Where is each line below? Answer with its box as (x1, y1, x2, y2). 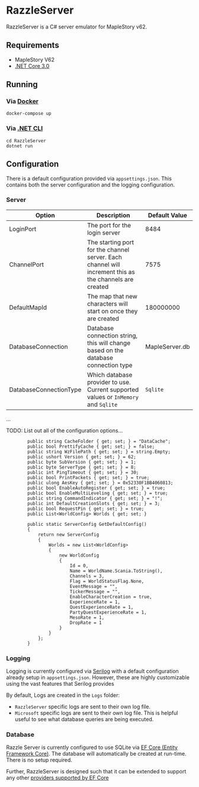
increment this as (86, 268, 135, 276)
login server (86, 229, 120, 237)
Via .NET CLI (6, 124, 43, 133)
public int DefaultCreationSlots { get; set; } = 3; (27, 500, 161, 506)
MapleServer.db (145, 342, 190, 351)
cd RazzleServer (6, 137, 46, 144)
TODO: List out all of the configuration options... (6, 427, 123, 434)
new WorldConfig (59, 552, 99, 558)
